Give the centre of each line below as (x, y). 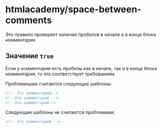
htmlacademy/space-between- (74, 9)
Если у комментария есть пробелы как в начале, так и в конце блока (81, 68)
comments (29, 20)
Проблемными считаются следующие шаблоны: (58, 83)
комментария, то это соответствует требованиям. (60, 74)
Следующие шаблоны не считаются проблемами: (60, 112)
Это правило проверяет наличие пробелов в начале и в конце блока (81, 34)
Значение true (29, 56)
